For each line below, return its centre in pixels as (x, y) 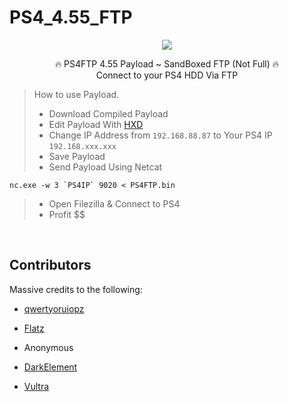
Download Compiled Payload (108, 113)
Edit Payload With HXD (96, 124)
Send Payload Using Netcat (105, 167)
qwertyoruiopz (54, 308)
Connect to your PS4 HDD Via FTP (167, 75)
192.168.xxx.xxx (82, 146)
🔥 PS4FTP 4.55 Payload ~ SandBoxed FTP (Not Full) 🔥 (167, 63)
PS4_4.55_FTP (71, 17)
